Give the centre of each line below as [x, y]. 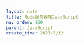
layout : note [22, 11]
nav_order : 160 [24, 22]
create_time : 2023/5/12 [35, 33]
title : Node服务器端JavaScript [42, 17]
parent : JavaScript [30, 28]
